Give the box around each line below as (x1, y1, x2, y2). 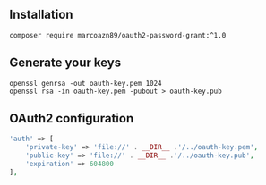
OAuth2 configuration (9, 111, 134, 126)
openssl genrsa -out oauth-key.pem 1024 (9, 79, 163, 88)
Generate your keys (9, 55, 122, 71)
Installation (9, 7, 73, 22)
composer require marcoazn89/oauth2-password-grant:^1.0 (9, 30, 227, 39)
